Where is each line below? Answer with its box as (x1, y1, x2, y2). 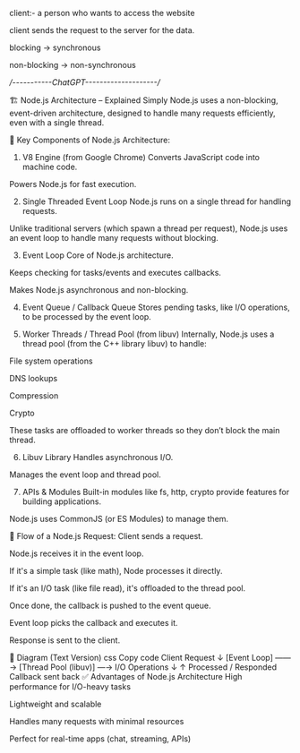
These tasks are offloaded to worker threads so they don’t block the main (9, 425, 280, 435)
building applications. (21, 496, 102, 507)
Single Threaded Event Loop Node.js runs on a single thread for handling (21, 196, 292, 207)
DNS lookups (9, 373, 58, 383)
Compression (9, 390, 59, 401)
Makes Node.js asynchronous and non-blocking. (9, 285, 189, 295)
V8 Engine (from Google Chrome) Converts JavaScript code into (21, 152, 261, 162)
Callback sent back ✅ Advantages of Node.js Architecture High (9, 672, 243, 681)
